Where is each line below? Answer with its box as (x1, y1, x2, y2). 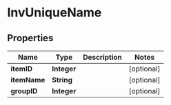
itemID (10, 64, 33, 73)
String (51, 75, 73, 84)
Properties (7, 32, 54, 44)
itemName (10, 75, 46, 84)
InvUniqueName (7, 5, 102, 21)
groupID (10, 86, 38, 95)
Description (82, 53, 123, 62)
